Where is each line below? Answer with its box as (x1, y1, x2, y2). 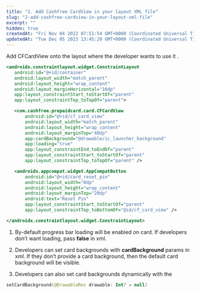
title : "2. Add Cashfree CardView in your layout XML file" (6, 8, 159, 15)
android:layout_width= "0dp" (24, 179, 95, 185)
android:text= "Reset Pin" (24, 196, 89, 202)
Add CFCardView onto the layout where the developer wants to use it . (6, 53, 179, 59)
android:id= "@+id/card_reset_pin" (24, 173, 111, 180)
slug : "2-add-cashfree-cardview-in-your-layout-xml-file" (6, 14, 153, 20)
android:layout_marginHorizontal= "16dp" (14, 86, 116, 92)
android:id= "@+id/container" (14, 69, 86, 75)
